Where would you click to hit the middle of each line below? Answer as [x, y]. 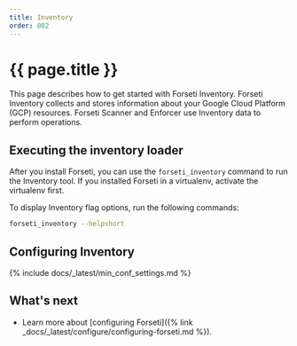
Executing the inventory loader [96, 150]
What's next [43, 301]
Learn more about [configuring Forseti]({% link [107, 322]
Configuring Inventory [72, 252]
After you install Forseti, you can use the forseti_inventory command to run [148, 172]
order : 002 [29, 26]
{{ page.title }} [64, 70]
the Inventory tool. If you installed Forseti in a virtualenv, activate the [134, 181]
